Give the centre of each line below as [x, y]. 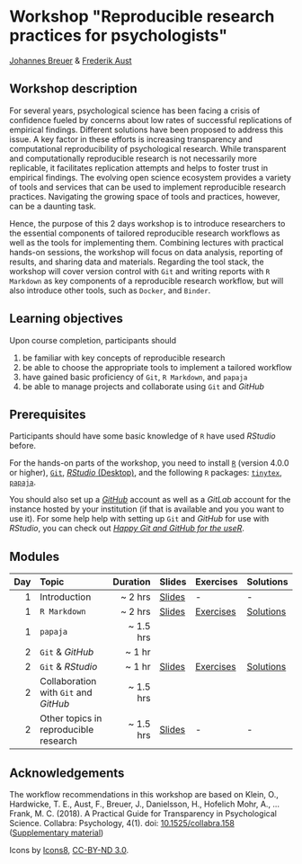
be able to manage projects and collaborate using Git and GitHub [143, 386]
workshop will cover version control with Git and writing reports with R [140, 271]
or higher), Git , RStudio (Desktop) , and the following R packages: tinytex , [146, 473]
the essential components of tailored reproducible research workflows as [145, 233]
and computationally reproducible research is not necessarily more [133, 158]
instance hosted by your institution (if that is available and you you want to [147, 509]
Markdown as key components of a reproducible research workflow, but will [147, 281]
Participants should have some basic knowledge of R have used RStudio [142, 436]
